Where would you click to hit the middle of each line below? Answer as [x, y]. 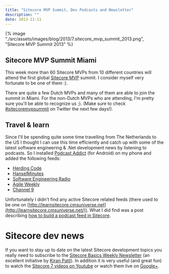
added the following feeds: [33, 158]
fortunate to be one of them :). [36, 83]
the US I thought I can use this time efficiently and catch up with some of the [84, 142]
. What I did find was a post [115, 210]
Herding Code [27, 168]
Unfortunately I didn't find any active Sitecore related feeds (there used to [82, 199]
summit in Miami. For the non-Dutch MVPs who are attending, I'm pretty [80, 98]
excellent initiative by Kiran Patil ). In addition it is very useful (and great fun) [83, 260]
